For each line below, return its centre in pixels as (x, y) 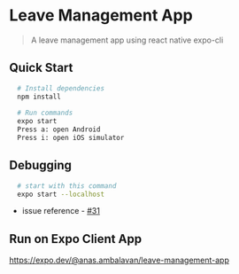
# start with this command (67, 186)
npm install (39, 97)
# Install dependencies (61, 88)
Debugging (41, 165)
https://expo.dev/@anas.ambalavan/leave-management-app (119, 260)
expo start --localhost (61, 194)
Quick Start (41, 68)
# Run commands (45, 113)
